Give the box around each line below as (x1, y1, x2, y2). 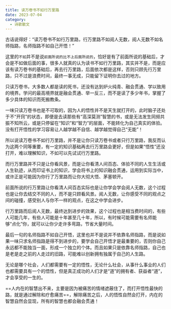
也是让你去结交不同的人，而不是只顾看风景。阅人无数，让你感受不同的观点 (5, 191, 161, 197)
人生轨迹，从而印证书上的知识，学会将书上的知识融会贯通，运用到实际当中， (5, 167, 166, 174)
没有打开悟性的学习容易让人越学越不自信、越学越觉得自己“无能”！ (5, 126, 144, 133)
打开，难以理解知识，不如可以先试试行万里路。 (5, 150, 103, 156)
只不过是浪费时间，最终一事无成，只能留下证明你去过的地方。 (14, 73, 144, 79)
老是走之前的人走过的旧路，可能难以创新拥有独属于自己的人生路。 (9, 251, 148, 257)
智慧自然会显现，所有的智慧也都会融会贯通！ (5, 298, 99, 304)
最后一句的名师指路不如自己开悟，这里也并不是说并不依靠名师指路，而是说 (5, 232, 161, 238)
